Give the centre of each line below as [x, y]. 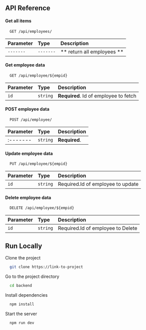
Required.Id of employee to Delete [98, 228]
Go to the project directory [32, 277]
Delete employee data [28, 197]
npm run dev [22, 323]
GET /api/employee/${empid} [39, 76]
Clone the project [23, 258]
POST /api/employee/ [31, 120]
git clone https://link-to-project [46, 267]
